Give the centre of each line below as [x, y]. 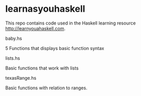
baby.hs [14, 38]
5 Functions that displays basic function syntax [55, 48]
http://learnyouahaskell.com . [35, 28]
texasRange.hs [21, 78]
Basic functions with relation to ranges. [46, 88]
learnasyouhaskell [45, 9]
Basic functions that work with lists [42, 68]
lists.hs [13, 58]
